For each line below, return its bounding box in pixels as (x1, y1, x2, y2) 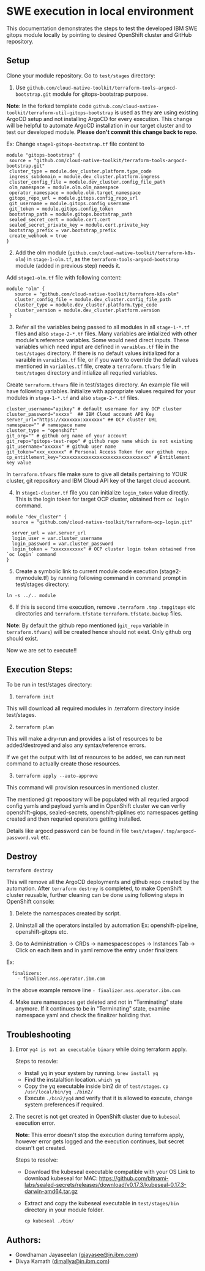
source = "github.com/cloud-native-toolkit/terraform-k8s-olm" (14, 291, 179, 297)
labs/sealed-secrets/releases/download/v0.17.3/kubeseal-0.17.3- (24, 1181, 187, 1189)
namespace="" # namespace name (6, 422, 86, 428)
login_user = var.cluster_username (12, 535, 103, 541)
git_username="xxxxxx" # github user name (6, 444, 116, 450)
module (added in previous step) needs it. (15, 262, 121, 269)
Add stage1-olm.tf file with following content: (6, 273, 122, 281)
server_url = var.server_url (12, 530, 86, 536)
